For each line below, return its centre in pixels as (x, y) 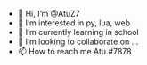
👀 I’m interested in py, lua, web (74, 23)
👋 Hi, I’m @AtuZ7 (49, 14)
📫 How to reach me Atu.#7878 (74, 51)
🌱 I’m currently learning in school (78, 32)
